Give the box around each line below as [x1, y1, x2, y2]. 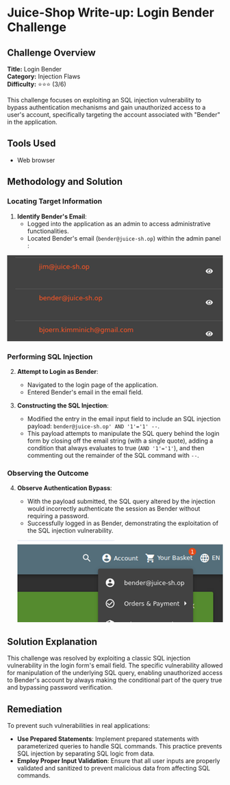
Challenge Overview [7, 47, 96, 58]
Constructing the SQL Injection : [16, 401, 109, 410]
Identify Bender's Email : [16, 212, 87, 221]
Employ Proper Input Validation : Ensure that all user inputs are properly [16, 757, 220, 765]
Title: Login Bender [7, 65, 62, 73]
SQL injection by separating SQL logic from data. [16, 749, 155, 758]
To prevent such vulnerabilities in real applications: [7, 722, 151, 730]
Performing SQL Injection [7, 352, 93, 362]
